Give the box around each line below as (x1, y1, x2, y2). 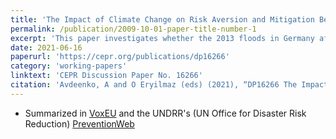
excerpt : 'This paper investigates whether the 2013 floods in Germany (10, 33, 315, 43)
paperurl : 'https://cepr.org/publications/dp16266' (10, 52, 230, 62)
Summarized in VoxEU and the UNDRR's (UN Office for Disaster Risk (24, 107, 307, 119)
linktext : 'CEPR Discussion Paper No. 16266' (10, 71, 203, 81)
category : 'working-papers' (10, 61, 128, 71)
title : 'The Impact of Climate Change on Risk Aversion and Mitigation (10, 14, 315, 25)
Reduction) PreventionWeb (24, 117, 135, 130)
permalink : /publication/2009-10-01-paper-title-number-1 (10, 24, 257, 34)
